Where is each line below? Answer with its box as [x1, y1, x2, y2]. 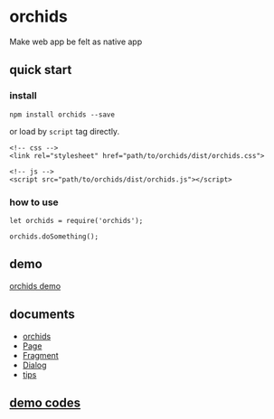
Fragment [22, 349, 59, 360]
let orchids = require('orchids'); [9, 216, 144, 225]
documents [9, 307, 75, 322]
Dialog [22, 359, 47, 370]
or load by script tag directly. [9, 126, 120, 136]
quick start [9, 62, 72, 78]
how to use [9, 196, 59, 209]
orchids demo [9, 280, 61, 291]
